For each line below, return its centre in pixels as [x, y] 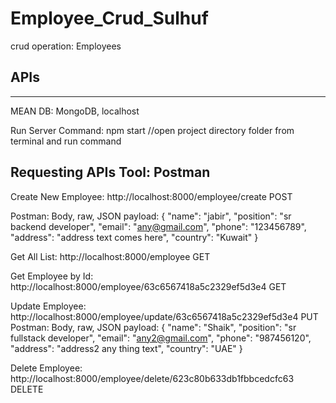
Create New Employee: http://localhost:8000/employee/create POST [151, 196]
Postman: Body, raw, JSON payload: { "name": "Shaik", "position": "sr [153, 327]
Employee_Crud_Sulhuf [109, 18]
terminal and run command [66, 141]
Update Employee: [48, 306]
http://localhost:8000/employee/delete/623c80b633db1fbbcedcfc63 [152, 378]
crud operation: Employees [66, 46]
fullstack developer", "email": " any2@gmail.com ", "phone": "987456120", [161, 338]
